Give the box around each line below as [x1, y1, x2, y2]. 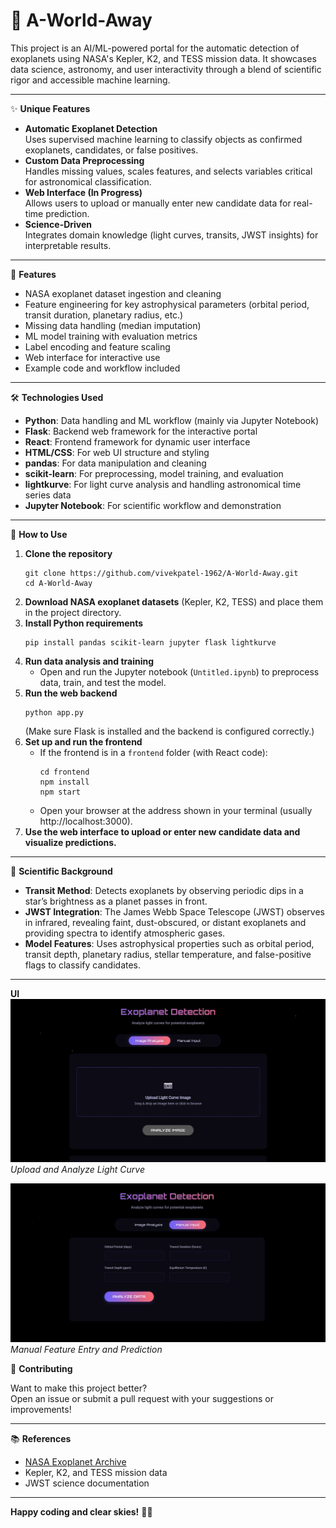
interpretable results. [24, 239, 112, 251]
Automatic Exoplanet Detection [24, 122, 158, 134]
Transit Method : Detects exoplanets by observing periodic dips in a [24, 884, 304, 896]
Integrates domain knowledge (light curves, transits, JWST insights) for [24, 229, 319, 241]
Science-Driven [24, 218, 93, 230]
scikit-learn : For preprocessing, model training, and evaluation [24, 467, 284, 479]
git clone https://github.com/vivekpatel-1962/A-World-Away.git [24, 568, 299, 578]
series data [24, 489, 72, 501]
